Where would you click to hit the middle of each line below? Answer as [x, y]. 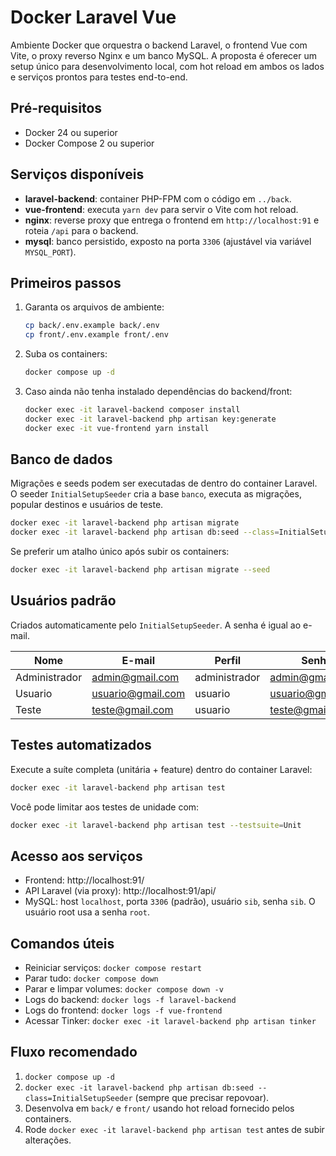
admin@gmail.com [135, 677]
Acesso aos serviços [76, 856]
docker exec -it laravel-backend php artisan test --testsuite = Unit [156, 825]
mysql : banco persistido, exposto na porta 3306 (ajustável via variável [168, 241]
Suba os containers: [66, 354]
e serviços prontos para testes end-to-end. [99, 77]
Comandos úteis [62, 943]
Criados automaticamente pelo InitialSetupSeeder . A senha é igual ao [156, 625]
